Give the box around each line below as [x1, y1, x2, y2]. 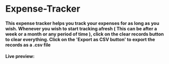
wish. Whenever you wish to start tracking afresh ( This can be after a [5, 25, 157, 31]
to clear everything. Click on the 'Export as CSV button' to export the [5, 36, 155, 42]
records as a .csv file [5, 42, 51, 48]
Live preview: [5, 53, 35, 59]
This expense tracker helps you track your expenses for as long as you [5, 20, 159, 26]
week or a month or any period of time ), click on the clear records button [5, 31, 164, 37]
